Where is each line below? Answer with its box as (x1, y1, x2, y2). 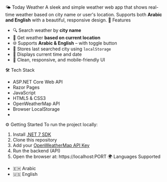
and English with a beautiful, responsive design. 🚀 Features (5, 17, 131, 23)
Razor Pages (12, 84, 40, 90)
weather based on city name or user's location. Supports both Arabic (15, 12, 162, 17)
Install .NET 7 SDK (12, 131, 51, 137)
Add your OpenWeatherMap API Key (12, 143, 90, 148)
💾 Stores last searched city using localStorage (12, 46, 111, 52)
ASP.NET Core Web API (12, 79, 63, 85)
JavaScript (12, 90, 36, 96)
